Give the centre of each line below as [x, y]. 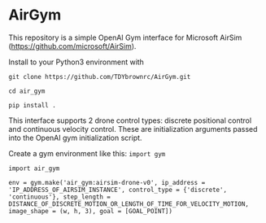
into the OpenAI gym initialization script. [75, 138]
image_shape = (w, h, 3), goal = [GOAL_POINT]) [91, 211]
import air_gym [34, 168]
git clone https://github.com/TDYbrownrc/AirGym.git [100, 77]
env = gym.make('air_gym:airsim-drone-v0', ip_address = [107, 182]
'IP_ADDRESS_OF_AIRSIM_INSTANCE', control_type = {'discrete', [118, 190]
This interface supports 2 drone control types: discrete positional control [130, 120]
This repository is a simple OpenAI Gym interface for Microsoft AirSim [125, 37]
